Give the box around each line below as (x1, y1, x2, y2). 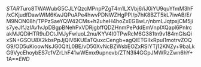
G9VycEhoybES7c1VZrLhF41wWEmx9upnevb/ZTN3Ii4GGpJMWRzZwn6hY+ (6, 49, 193, 56)
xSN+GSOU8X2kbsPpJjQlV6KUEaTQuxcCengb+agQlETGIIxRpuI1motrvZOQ (6, 37, 193, 43)
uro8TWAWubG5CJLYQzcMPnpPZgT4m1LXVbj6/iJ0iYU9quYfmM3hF (23, 5, 194, 12)
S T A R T (6, 5, 23, 12)
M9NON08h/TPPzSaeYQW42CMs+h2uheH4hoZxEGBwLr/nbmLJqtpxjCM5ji (6, 18, 193, 24)
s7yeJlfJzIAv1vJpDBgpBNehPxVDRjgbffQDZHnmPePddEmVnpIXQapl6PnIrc (6, 24, 193, 31)
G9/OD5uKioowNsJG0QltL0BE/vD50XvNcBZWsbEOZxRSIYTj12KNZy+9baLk (6, 43, 195, 50)
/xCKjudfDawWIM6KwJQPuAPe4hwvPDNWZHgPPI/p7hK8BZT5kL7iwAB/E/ (6, 11, 192, 18)
